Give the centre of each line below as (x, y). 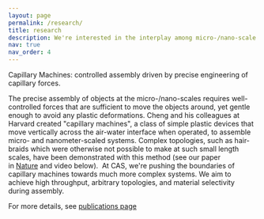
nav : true (25, 45)
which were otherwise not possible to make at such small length (135, 149)
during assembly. (36, 191)
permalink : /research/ (45, 23)
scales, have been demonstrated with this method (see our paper (115, 157)
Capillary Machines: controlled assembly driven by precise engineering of (128, 75)
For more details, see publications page (72, 206)
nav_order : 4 (30, 52)
